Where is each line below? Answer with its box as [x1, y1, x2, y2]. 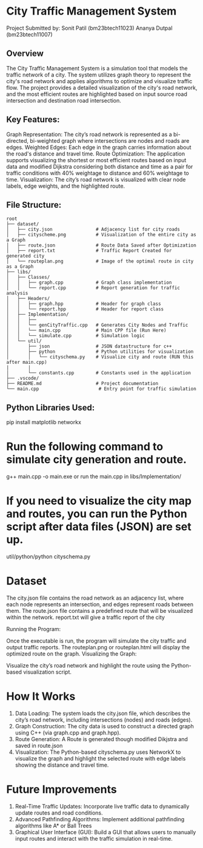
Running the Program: [6, 626, 61, 632]
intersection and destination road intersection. [6, 97, 121, 104]
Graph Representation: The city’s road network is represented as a [6, 131, 173, 138]
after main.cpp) [6, 360, 47, 366]
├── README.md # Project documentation [6, 381, 159, 387]
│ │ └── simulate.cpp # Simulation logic [6, 333, 145, 339]
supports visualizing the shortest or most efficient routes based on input [6, 156, 187, 163]
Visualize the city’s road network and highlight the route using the [6, 662, 170, 669]
